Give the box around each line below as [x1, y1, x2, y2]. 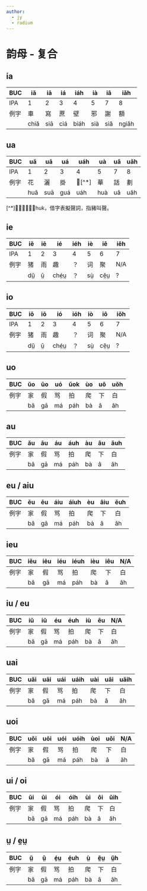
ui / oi [6, 776, 27, 786]
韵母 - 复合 [6, 47, 58, 61]
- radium [11, 20, 33, 26]
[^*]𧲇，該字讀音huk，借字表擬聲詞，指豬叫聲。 [6, 205, 113, 212]
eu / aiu [6, 480, 34, 491]
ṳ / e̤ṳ [6, 835, 28, 845]
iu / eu [6, 598, 30, 608]
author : [6, 8, 25, 15]
